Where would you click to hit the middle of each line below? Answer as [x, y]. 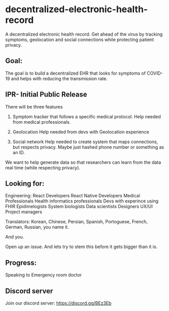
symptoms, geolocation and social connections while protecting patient [80, 40]
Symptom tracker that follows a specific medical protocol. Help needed [87, 116]
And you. [15, 237]
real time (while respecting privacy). [43, 167]
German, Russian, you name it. [37, 227]
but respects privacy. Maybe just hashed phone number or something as [88, 147]
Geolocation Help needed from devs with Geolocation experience [81, 132]
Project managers [24, 212]
